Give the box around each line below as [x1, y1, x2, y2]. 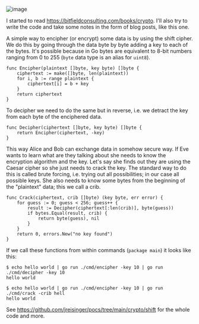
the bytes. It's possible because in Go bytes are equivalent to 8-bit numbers [6, 47, 192, 55]
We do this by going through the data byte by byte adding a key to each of [6, 42, 188, 48]
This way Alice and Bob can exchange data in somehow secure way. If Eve [6, 145, 189, 153]
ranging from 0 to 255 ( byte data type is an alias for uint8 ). [6, 54, 150, 61]
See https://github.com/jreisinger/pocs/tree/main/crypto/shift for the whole [6, 306, 190, 313]
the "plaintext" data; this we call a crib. [6, 183, 101, 190]
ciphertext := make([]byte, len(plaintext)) [17, 71, 129, 77]
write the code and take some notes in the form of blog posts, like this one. [6, 24, 189, 30]
